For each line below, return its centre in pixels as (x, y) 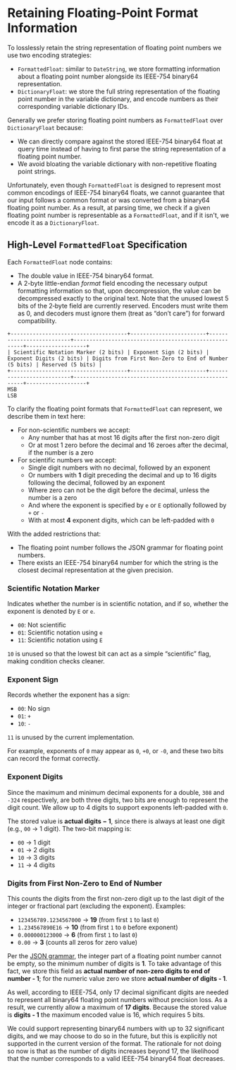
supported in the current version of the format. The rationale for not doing (114, 1043)
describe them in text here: (46, 416)
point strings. (37, 171)
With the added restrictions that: (54, 534)
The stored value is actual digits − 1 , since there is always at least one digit (116, 821)
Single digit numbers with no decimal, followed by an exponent (119, 467)
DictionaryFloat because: (45, 127)
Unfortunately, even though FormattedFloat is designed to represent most (114, 185)
